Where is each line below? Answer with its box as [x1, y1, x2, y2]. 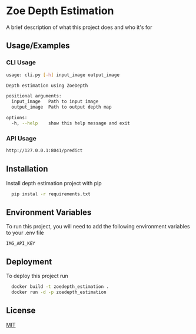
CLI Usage [6, 58, 36, 67]
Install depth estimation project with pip [6, 179, 102, 186]
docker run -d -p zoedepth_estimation [11, 289, 107, 296]
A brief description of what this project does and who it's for [6, 24, 152, 31]
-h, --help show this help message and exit [11, 120, 131, 126]
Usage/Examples [6, 41, 70, 51]
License [6, 306, 36, 316]
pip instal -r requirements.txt [11, 191, 91, 197]
